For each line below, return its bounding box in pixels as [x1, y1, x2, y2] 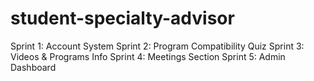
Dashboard [10, 61, 57, 73]
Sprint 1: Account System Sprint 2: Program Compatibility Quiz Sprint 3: [10, 40, 305, 52]
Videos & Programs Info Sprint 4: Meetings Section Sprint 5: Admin [10, 50, 286, 62]
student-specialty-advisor [10, 7, 235, 30]
